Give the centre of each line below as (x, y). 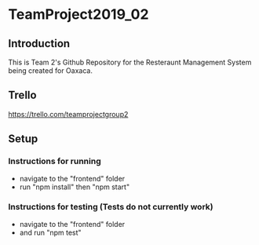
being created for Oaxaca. (50, 71)
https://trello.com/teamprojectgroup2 (68, 114)
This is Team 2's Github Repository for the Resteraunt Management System (130, 62)
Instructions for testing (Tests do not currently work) (111, 207)
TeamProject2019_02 (78, 15)
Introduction (39, 44)
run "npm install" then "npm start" (75, 187)
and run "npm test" (50, 232)
